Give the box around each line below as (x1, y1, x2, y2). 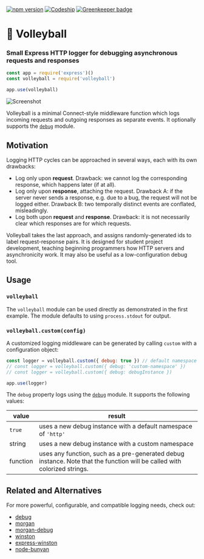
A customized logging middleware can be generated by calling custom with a (6, 339, 197, 347)
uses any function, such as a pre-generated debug (39, 450, 185, 458)
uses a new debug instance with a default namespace (39, 422, 192, 431)
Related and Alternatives (6, 485, 102, 496)
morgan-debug (15, 526, 53, 533)
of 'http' (39, 429, 66, 438)
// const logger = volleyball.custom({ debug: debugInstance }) (6, 369, 172, 375)
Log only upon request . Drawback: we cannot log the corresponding (15, 174, 188, 182)
